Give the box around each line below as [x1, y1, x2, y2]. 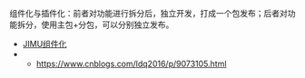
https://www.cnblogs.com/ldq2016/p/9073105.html [35, 58, 227, 69]
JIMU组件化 [22, 39, 67, 49]
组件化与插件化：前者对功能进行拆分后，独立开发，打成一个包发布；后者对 [9, 8, 288, 18]
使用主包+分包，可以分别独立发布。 [40, 19, 174, 30]
